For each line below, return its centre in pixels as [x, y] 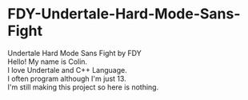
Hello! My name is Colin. [48, 62]
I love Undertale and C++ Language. [67, 70]
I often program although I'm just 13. [67, 78]
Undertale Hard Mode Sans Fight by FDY [74, 53]
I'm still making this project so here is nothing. [83, 87]
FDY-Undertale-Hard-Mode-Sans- [124, 14]
